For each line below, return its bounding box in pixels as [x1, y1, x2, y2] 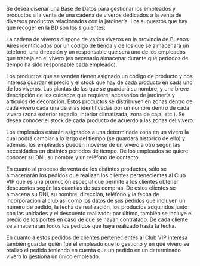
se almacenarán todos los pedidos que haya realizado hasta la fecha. [6, 222, 176, 229]
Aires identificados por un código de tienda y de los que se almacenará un [6, 42, 189, 49]
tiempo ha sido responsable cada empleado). [6, 61, 118, 68]
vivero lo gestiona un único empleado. [6, 253, 100, 260]
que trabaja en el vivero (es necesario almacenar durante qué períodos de [6, 55, 189, 61]
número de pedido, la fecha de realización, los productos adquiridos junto [6, 203, 188, 211]
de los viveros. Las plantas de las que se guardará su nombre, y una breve [6, 85, 189, 92]
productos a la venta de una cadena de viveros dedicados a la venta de [6, 11, 182, 18]
